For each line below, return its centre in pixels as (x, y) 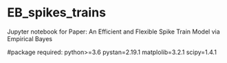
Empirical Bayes (30, 38)
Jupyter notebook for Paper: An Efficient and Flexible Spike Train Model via (113, 32)
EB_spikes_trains (57, 13)
